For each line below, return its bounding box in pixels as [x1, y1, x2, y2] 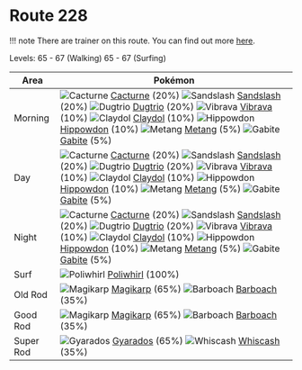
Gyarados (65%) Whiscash [111, 334, 280, 347]
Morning [13, 112, 49, 124]
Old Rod [13, 288, 48, 301]
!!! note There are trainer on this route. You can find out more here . [9, 35, 256, 46]
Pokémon [153, 74, 195, 86]
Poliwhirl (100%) [107, 267, 180, 280]
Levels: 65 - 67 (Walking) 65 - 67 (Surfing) [9, 52, 166, 63]
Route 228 [9, 5, 88, 26]
